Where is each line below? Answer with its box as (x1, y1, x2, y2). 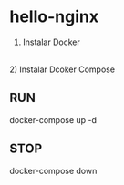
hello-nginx (9, 6, 98, 27)
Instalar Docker (22, 36, 80, 47)
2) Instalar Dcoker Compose (9, 64, 116, 75)
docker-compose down (9, 165, 98, 176)
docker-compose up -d (9, 114, 98, 125)
